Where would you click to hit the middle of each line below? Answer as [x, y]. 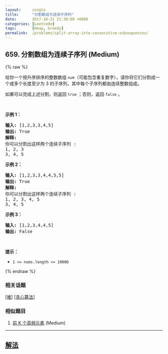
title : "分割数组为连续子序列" [39, 14]
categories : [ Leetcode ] [30, 24]
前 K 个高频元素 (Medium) [39, 323]
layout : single [25, 10]
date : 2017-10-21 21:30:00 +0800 [47, 19]
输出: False [19, 231]
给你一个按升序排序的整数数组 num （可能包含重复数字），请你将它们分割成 [80, 77]
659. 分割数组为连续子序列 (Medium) [62, 55]
